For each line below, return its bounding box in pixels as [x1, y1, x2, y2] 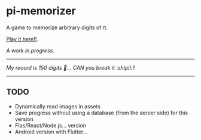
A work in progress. [6, 46, 55, 54]
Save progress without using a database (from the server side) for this [14, 109, 188, 116]
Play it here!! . [6, 35, 39, 42]
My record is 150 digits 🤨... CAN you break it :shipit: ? [6, 64, 136, 71]
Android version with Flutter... [14, 128, 88, 135]
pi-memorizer [6, 4, 76, 18]
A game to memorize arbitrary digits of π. [6, 24, 108, 31]
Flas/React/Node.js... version [14, 122, 87, 129]
